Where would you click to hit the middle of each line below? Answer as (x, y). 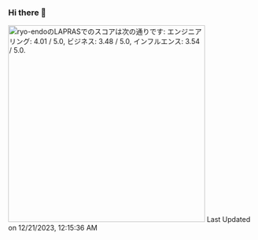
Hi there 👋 (28, 13)
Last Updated (229, 220)
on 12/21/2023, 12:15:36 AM (53, 228)
